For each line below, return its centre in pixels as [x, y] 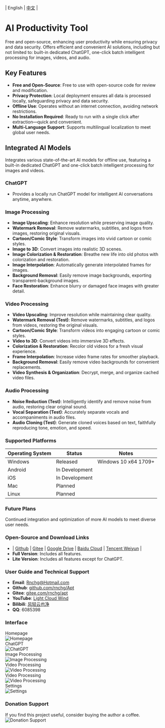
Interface [17, 622]
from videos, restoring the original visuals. [55, 325]
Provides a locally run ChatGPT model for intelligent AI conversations [82, 194]
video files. [23, 378]
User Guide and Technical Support [47, 572]
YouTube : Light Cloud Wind [40, 598]
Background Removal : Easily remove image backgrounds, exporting [82, 275]
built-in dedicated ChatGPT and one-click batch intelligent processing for [80, 165]
